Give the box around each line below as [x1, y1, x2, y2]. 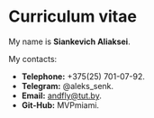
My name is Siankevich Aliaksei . [8, 36, 131, 47]
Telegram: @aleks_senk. [21, 80, 114, 91]
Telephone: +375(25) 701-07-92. [21, 70, 146, 82]
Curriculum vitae [8, 6, 137, 27]
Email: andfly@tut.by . [21, 90, 103, 101]
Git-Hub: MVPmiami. [21, 99, 100, 110]
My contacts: [8, 53, 58, 64]
